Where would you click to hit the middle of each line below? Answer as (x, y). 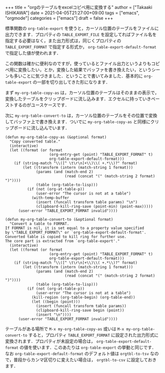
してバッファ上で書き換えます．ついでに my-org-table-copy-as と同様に (78, 122)
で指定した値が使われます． (33, 53)
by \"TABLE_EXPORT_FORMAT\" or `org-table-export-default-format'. (76, 233)
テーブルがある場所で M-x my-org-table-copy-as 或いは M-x (65, 329)
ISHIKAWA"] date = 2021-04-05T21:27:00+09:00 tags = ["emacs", (72, 13)
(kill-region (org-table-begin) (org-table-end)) (83, 297)
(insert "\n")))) (54, 315)
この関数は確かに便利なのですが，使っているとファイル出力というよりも (78, 64)
